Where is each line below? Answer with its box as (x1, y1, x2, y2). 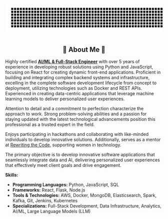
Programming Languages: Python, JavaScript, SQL (12, 182, 119, 188)
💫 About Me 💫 (62, 45, 106, 54)
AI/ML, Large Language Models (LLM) (12, 208, 91, 214)
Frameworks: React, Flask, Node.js (12, 187, 85, 193)
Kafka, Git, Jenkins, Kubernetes (12, 197, 78, 204)
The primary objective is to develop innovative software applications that (5, 152, 155, 158)
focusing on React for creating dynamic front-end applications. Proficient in (5, 69, 161, 75)
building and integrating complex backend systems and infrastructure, (5, 75, 150, 81)
